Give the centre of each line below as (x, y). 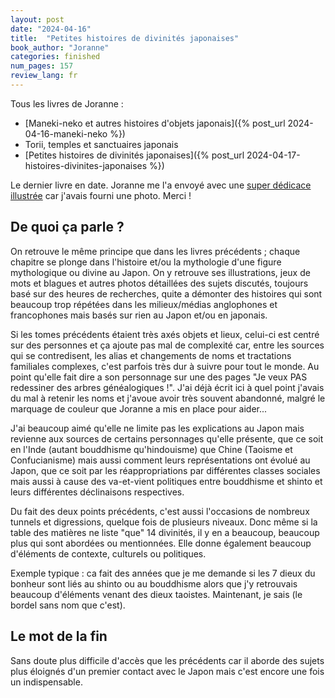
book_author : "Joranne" (60, 47)
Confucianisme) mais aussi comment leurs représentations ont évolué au (160, 460)
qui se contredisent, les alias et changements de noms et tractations (151, 355)
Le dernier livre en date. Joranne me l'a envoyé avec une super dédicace (161, 185)
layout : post (37, 19)
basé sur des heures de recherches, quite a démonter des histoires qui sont (166, 293)
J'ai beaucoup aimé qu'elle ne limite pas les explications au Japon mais (157, 428)
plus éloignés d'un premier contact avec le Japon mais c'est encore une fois (167, 671)
